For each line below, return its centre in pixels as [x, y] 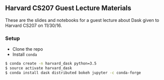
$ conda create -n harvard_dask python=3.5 [51, 64]
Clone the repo [28, 49]
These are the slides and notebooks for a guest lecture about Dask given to [82, 20]
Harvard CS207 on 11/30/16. [34, 25]
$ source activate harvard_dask [39, 68]
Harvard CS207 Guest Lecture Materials [68, 8]
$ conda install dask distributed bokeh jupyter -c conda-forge [73, 73]
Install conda [25, 55]
